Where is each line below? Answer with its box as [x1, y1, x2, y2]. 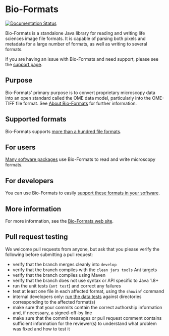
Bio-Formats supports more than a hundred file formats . [5, 128, 122, 135]
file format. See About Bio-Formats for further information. [16, 100, 137, 106]
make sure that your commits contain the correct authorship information [12, 304, 162, 310]
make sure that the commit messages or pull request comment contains [12, 315, 162, 321]
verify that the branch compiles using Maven [12, 272, 106, 278]
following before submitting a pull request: [5, 251, 93, 258]
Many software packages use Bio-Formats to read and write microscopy [5, 156, 155, 162]
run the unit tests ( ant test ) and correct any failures [12, 282, 121, 289]
